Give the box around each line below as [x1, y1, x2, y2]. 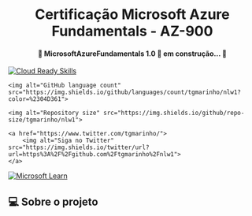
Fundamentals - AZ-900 [51, 22, 213, 40]
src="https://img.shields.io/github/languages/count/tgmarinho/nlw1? [8, 88, 242, 96]
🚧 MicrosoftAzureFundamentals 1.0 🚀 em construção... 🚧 [38, 49, 227, 58]
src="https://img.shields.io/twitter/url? [8, 143, 150, 151]
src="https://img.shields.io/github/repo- [103, 109, 245, 117]
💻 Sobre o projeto [8, 195, 98, 208]
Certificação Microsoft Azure [35, 6, 230, 24]
